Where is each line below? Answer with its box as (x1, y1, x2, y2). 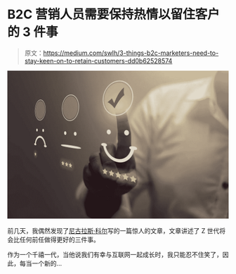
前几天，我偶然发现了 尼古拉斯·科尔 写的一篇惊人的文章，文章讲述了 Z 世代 (7, 226, 220, 235)
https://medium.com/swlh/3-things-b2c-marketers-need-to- (43, 49, 219, 57)
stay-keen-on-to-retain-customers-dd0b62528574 (24, 56, 173, 65)
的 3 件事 (7, 24, 58, 40)
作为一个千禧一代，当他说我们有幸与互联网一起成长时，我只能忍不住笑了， (7, 250, 223, 259)
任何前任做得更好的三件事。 (19, 235, 100, 244)
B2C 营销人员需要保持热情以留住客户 (7, 6, 220, 23)
